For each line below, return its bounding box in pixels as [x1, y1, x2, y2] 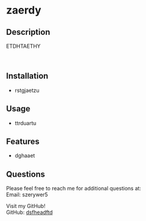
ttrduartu [14, 119, 37, 127]
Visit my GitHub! [6, 203, 46, 210]
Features [6, 137, 40, 147]
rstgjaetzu [14, 87, 40, 94]
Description [6, 27, 50, 37]
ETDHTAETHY [6, 42, 41, 50]
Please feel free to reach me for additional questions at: [6, 185, 141, 192]
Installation [6, 71, 48, 81]
